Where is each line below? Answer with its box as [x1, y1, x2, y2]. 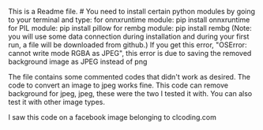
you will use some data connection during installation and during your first [8, 32, 250, 41]
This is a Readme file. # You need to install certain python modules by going [8, 7, 255, 16]
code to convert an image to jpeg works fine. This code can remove [8, 80, 229, 90]
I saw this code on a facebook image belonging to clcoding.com [8, 113, 217, 121]
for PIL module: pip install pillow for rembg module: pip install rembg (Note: [8, 24, 252, 32]
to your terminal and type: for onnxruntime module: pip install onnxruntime [8, 15, 250, 24]
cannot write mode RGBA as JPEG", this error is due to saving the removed [8, 49, 252, 58]
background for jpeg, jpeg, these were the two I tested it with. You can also [8, 89, 253, 98]
